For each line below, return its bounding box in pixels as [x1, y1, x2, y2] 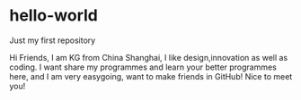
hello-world [9, 5, 99, 26]
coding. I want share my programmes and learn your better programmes [9, 62, 277, 72]
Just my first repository [9, 35, 96, 46]
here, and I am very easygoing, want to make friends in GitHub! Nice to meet [9, 71, 293, 81]
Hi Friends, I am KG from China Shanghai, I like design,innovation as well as [9, 52, 288, 62]
